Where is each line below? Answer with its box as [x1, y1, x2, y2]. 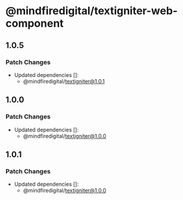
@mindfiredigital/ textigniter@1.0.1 [23, 78, 105, 85]
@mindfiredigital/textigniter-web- [5, 4, 178, 18]
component [5, 17, 64, 30]
